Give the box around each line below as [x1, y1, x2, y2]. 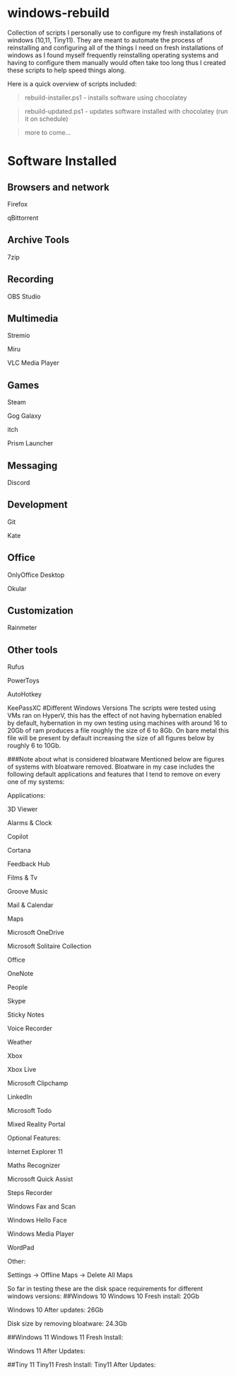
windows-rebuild [7, 5, 110, 21]
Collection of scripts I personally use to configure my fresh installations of [7, 28, 223, 37]
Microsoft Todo [7, 1107, 52, 1115]
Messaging [7, 460, 58, 472]
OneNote [7, 969, 34, 978]
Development [7, 498, 69, 511]
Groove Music [7, 887, 48, 896]
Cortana [7, 846, 31, 855]
